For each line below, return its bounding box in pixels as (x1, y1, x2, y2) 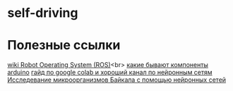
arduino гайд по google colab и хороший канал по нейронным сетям (7, 68, 213, 77)
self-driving (7, 5, 78, 21)
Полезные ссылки (7, 37, 121, 54)
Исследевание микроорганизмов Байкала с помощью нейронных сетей (7, 75, 227, 84)
